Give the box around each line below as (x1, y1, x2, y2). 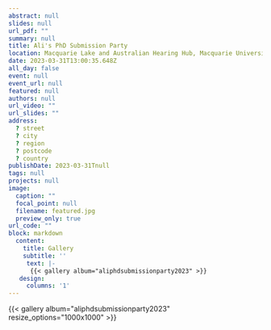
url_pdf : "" (8, 27, 48, 35)
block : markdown (8, 229, 63, 238)
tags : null (8, 169, 45, 178)
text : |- (26, 259, 56, 267)
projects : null (8, 177, 60, 186)
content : (15, 237, 45, 245)
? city (15, 132, 38, 140)
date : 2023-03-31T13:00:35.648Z (8, 57, 117, 65)
